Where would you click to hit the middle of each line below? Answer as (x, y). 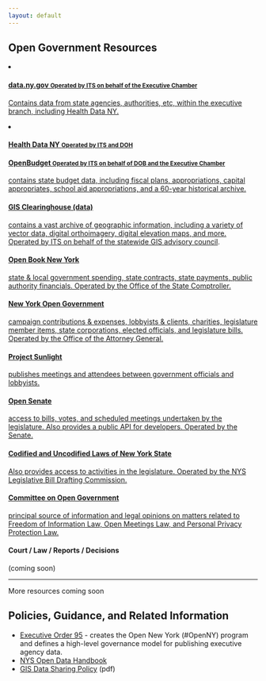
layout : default (35, 15)
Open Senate (30, 401)
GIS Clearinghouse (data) (51, 207)
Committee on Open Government (64, 498)
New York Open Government (56, 304)
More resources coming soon (56, 591)
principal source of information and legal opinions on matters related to (124, 515)
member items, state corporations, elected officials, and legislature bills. (126, 330)
